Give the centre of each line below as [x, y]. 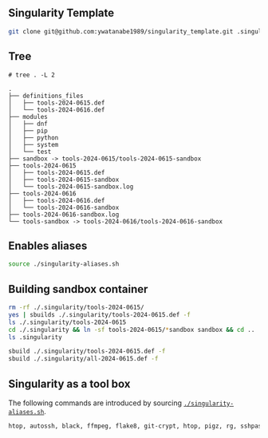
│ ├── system [33, 144]
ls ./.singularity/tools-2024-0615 [67, 322]
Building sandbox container [78, 289]
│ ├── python [33, 138]
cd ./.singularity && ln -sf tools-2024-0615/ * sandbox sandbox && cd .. [132, 329]
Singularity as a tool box [69, 383]
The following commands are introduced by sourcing [95, 403]
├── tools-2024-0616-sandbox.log [64, 215]
